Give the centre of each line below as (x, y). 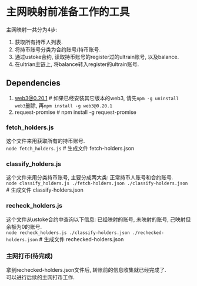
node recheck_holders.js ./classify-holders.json (68, 233)
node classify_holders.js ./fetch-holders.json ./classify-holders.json (97, 183)
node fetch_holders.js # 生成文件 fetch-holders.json (70, 149)
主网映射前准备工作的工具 (68, 12)
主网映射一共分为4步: (32, 29)
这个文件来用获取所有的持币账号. (46, 141)
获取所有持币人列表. (39, 42)
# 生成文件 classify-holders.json (45, 190)
